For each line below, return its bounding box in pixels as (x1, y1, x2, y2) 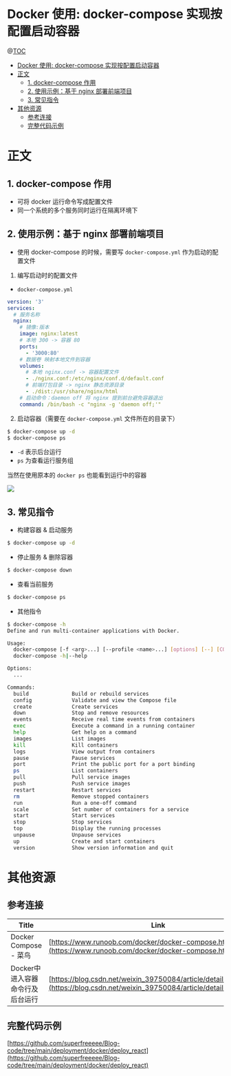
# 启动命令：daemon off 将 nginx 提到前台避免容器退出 (19, 394, 164, 401)
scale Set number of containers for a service (13, 805, 189, 813)
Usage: (7, 640, 26, 647)
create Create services (13, 703, 118, 710)
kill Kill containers (13, 741, 118, 749)
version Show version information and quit (13, 844, 174, 851)
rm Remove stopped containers (13, 793, 149, 800)
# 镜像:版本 (19, 324, 49, 331)
